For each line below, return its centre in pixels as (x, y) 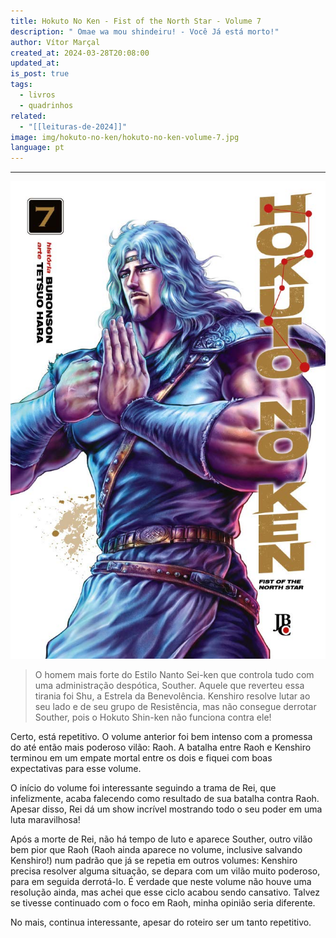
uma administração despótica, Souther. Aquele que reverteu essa (169, 685)
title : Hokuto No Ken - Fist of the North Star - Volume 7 (136, 21)
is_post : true (40, 74)
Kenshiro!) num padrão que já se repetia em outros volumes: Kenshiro (154, 860)
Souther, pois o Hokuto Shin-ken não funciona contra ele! (153, 717)
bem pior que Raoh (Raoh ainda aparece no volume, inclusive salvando (156, 849)
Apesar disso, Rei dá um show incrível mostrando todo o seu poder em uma (166, 809)
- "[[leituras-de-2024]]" (73, 126)
